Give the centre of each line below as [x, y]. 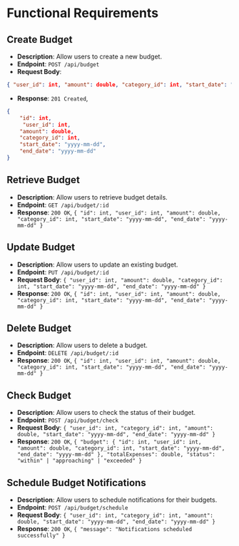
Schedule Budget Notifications [77, 483]
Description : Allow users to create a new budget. [89, 56]
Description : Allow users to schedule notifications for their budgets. [117, 500]
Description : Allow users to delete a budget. [82, 345]
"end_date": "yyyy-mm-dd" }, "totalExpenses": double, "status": [116, 455]
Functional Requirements [82, 13]
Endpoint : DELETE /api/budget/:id [68, 353]
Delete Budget [39, 328]
